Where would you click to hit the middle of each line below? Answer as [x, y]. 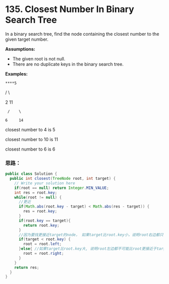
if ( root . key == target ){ [45, 221]
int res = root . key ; [36, 192]
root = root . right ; [44, 254]
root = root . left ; [43, 244]
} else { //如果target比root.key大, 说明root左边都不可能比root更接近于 [88, 249]
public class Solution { [31, 174]
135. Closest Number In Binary [70, 9]
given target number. [27, 39]
